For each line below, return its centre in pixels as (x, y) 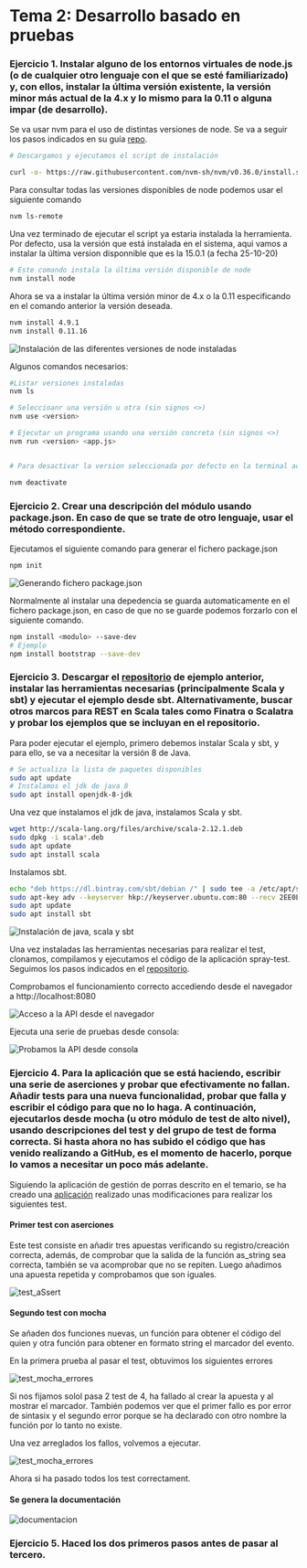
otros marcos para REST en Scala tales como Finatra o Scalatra (152, 711)
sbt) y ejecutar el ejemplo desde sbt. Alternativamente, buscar (151, 700)
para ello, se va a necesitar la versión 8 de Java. (101, 752)
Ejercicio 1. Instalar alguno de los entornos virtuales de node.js (151, 64)
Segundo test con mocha (58, 1313)
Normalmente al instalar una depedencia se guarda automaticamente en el (150, 601)
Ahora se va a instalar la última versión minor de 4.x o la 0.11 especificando (150, 296)
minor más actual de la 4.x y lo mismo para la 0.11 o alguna (141, 99)
